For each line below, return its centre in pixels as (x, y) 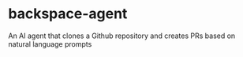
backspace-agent (68, 14)
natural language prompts (50, 44)
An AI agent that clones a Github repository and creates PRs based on (122, 36)
